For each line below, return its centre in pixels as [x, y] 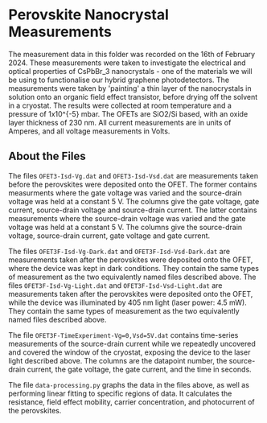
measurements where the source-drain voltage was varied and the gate [127, 218]
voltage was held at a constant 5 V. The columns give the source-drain [125, 227]
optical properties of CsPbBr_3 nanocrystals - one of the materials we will [130, 71]
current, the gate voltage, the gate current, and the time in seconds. [139, 369]
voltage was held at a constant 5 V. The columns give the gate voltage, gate [134, 201]
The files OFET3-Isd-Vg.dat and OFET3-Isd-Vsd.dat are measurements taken [133, 175]
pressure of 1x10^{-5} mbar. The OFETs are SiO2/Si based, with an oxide [128, 113]
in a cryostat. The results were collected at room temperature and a [120, 105]
